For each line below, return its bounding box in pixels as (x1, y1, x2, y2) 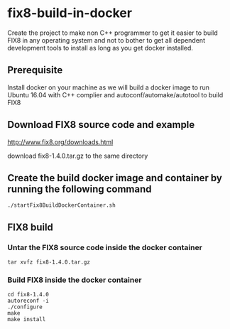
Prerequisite (7, 64, 63, 76)
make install (7, 316, 46, 323)
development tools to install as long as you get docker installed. (7, 43, 194, 52)
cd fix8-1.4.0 (7, 291, 50, 298)
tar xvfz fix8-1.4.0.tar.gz (7, 259, 91, 266)
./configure (7, 303, 43, 311)
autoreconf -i (7, 297, 50, 305)
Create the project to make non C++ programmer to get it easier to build (7, 28, 218, 37)
